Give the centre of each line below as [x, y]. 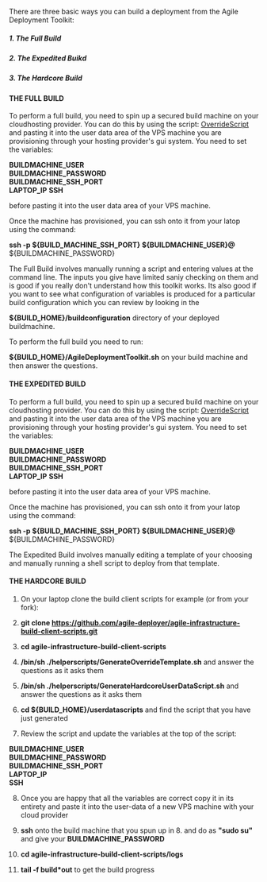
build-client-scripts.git [59, 631]
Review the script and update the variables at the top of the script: [128, 733]
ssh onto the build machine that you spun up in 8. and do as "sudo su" [136, 830]
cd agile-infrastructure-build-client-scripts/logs [102, 854]
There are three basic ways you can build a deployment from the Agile [124, 12]
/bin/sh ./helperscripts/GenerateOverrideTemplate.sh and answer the [137, 662]
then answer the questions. [53, 366]
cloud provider [44, 814]
